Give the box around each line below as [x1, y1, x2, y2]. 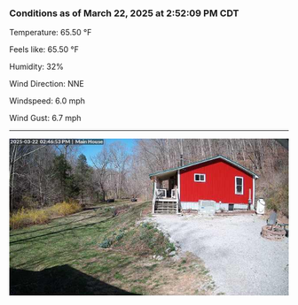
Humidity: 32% [9, 61, 64, 72]
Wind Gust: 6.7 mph [9, 113, 82, 124]
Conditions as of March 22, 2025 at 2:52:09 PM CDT [9, 7, 239, 19]
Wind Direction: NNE [9, 79, 84, 89]
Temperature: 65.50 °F [9, 27, 92, 38]
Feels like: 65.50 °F [9, 44, 80, 55]
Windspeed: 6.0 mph [9, 95, 86, 106]
